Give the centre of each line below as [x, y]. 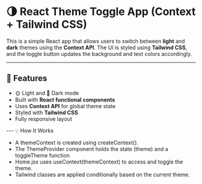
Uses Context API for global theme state [65, 106]
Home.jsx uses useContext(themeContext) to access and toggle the [99, 162]
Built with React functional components [65, 100]
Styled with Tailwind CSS [46, 112]
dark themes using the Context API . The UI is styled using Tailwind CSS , [97, 48]
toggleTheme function [42, 155]
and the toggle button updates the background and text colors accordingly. [99, 54]
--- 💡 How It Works [30, 130]
